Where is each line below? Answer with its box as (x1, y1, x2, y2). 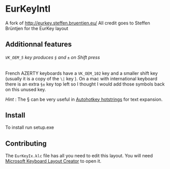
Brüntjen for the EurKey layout (5, 25, 69, 31)
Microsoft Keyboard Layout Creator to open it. (5, 158, 102, 164)
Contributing (5, 139, 47, 148)
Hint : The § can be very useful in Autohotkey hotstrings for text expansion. (5, 96, 163, 102)
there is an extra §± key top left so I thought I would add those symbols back (5, 81, 165, 87)
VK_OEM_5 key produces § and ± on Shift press (5, 54, 100, 60)
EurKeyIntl (5, 3, 51, 15)
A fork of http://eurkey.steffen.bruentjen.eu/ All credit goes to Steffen (5, 20, 150, 26)
